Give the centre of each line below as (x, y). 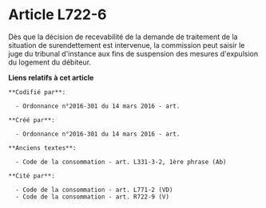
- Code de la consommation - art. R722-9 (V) (93, 197)
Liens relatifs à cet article (51, 77)
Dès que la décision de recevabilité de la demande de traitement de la (123, 37)
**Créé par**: (32, 120)
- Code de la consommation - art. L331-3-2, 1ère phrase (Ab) (121, 162)
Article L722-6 (58, 15)
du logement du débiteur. (50, 62)
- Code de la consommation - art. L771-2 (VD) (94, 190)
